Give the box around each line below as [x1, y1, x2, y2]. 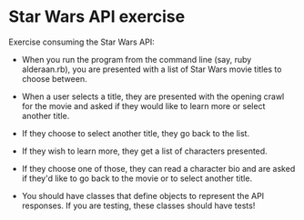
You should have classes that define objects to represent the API [21, 190, 265, 201]
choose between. [21, 73, 87, 84]
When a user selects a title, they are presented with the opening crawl [21, 91, 285, 102]
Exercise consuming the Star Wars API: [8, 36, 156, 47]
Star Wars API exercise [8, 6, 186, 27]
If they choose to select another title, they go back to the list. [21, 127, 250, 138]
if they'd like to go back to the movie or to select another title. [21, 173, 252, 184]
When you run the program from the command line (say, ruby [21, 54, 252, 65]
